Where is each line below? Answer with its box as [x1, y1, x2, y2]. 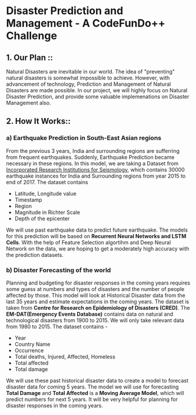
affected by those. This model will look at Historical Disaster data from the [6, 292, 185, 299]
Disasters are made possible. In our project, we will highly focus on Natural [6, 87, 188, 93]
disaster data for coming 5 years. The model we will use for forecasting [6, 383, 179, 390]
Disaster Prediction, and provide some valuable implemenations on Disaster [6, 93, 190, 100]
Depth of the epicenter [14, 215, 70, 222]
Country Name [14, 340, 51, 347]
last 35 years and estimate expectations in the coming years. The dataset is [6, 298, 190, 305]
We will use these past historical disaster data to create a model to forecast [6, 377, 188, 384]
